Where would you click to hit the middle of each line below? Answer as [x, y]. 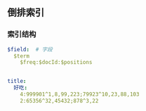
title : [17, 81]
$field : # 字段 [30, 49]
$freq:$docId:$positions [56, 63]
